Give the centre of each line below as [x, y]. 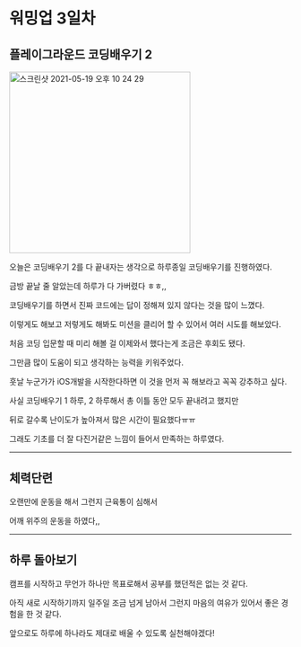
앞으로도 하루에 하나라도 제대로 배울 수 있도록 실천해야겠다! [112, 633]
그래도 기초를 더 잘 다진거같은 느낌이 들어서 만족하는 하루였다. [117, 439]
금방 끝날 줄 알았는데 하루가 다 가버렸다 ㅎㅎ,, [88, 286]
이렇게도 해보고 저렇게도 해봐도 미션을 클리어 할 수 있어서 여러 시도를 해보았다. [146, 324]
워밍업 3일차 [52, 18]
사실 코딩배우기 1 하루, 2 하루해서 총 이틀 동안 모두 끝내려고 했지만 [124, 400]
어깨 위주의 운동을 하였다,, [55, 520]
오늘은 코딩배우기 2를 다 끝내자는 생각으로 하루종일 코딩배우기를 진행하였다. [141, 267]
